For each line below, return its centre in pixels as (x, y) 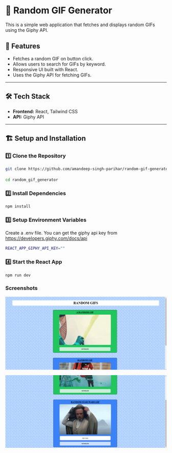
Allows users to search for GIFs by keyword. (59, 64)
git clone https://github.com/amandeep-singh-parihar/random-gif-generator (88, 169)
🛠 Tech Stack (28, 97)
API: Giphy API (28, 117)
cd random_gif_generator (32, 180)
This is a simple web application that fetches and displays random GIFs (80, 25)
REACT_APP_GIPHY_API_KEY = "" (35, 249)
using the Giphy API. (27, 30)
